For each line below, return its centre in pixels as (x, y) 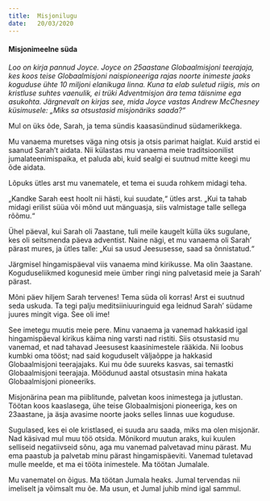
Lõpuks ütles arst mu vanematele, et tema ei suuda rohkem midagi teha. (128, 183)
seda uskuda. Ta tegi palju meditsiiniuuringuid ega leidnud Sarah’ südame (131, 305)
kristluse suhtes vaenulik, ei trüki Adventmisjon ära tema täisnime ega (125, 93)
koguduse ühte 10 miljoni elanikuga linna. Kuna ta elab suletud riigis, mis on (134, 84)
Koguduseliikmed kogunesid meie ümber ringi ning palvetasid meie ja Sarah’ (135, 272)
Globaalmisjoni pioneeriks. (52, 381)
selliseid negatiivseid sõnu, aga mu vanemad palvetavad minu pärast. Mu (130, 447)
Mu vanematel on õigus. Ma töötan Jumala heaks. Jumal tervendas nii (124, 480)
